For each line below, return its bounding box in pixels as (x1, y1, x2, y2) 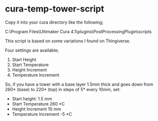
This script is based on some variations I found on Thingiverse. (5, 38, 131, 44)
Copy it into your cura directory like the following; (5, 19, 104, 25)
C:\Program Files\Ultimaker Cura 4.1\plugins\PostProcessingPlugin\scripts (5, 28, 152, 34)
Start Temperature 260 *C (12, 101, 65, 107)
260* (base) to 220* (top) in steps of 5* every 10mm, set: (5, 86, 121, 92)
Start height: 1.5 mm (12, 95, 52, 102)
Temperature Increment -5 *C (12, 111, 72, 117)
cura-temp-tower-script (5, 3, 104, 14)
